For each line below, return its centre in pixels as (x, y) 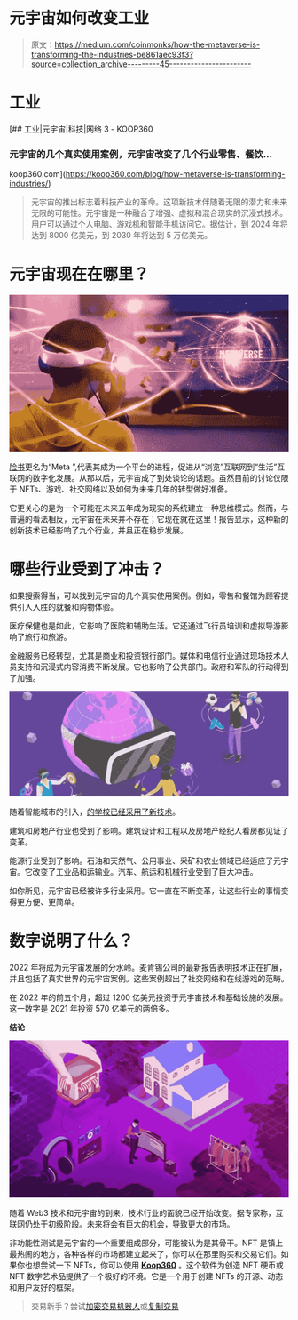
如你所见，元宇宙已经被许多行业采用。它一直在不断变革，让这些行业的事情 (145, 891)
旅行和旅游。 (48, 637)
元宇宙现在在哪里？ (79, 274)
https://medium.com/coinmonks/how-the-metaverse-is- (157, 44)
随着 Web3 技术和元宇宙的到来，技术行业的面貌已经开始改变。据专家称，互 (146, 1213)
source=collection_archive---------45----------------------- (141, 64)
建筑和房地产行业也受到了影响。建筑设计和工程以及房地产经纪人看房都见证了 (149, 830)
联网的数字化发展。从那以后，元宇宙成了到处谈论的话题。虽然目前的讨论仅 (145, 478)
